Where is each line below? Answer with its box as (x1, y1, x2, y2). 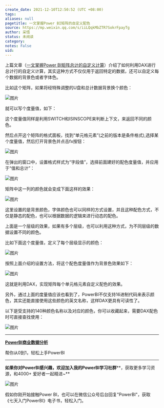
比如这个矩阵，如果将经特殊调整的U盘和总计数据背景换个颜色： (5, 84, 133, 90)
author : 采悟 (5, 30, 30, 35)
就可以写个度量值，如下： (5, 105, 57, 111)
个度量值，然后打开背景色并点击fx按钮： (5, 138, 86, 144)
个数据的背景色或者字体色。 (5, 74, 61, 80)
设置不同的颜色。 (9, 229, 44, 235)
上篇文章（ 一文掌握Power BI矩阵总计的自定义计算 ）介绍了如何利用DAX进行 (5, 62, 156, 68)
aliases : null (5, 16, 34, 21)
